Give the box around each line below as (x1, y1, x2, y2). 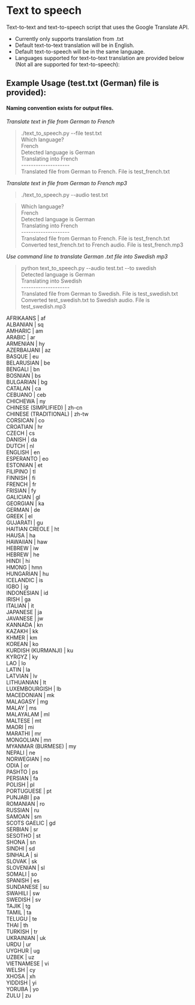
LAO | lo (6, 659, 26, 666)
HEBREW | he (6, 551, 40, 558)
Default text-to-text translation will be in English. (14, 41, 135, 49)
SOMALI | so (6, 870, 37, 877)
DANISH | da (6, 435, 37, 443)
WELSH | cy (6, 966, 36, 973)
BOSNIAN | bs (6, 372, 41, 379)
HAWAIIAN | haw (6, 538, 48, 545)
